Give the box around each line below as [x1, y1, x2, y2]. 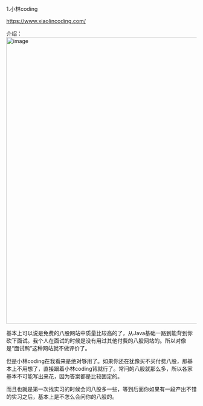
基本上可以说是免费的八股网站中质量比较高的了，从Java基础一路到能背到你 [6, 330, 193, 336]
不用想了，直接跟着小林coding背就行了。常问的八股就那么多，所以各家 [16, 365, 193, 372]
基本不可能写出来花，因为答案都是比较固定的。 [6, 373, 123, 380]
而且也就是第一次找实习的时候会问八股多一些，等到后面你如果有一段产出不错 [6, 385, 197, 393]
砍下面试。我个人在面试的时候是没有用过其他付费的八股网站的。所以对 [6, 337, 181, 344]
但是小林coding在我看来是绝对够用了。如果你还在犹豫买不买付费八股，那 [6, 358, 188, 365]
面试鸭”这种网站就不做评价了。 [14, 345, 91, 351]
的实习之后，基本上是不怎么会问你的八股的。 [6, 393, 118, 400]
